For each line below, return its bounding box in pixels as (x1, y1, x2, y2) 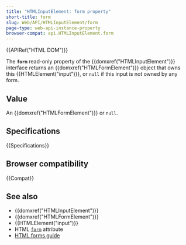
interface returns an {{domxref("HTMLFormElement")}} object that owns (6, 64, 181, 71)
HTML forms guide (14, 232, 60, 239)
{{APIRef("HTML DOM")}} (6, 46, 68, 53)
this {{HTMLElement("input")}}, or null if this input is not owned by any (6, 71, 178, 78)
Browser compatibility (6, 159, 89, 169)
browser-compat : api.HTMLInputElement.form (6, 31, 114, 36)
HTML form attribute (14, 226, 63, 233)
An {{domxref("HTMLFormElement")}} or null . (6, 109, 118, 116)
